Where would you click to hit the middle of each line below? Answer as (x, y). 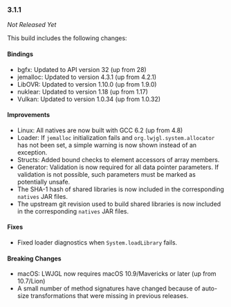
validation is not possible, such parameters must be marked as (106, 174)
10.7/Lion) (31, 281)
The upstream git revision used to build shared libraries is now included (119, 204)
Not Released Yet (32, 25)
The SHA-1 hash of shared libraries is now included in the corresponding (121, 189)
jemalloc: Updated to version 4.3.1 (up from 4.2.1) (87, 77)
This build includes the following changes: (67, 38)
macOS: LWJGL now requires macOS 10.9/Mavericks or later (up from (117, 274)
